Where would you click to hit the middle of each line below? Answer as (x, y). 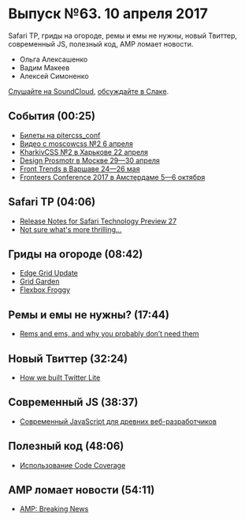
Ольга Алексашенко (54, 59)
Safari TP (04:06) (52, 202)
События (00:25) (52, 116)
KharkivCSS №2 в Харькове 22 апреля (84, 152)
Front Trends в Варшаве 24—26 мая (80, 169)
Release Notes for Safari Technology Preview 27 (98, 221)
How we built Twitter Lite (60, 377)
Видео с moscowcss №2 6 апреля (76, 144)
